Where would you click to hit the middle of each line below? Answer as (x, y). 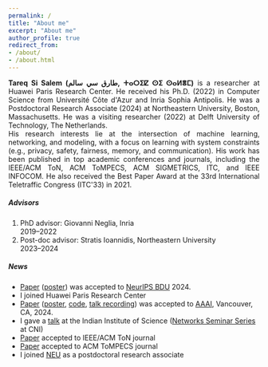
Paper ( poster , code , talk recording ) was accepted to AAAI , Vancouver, (136, 303)
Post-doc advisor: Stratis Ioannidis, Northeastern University (118, 239)
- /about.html (32, 61)
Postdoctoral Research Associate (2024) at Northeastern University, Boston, (134, 108)
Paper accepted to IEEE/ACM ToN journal (87, 337)
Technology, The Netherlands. (58, 125)
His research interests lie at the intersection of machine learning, (134, 133)
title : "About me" (39, 23)
